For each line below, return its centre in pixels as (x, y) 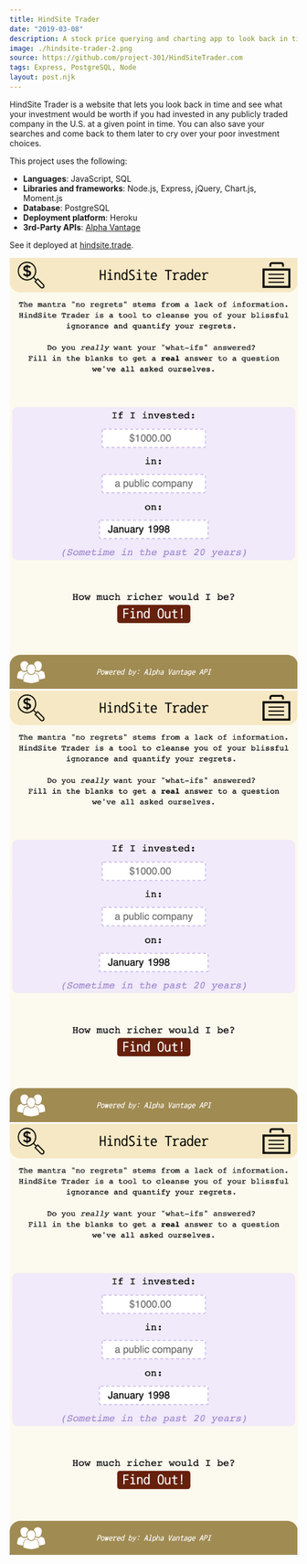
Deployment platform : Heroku (80, 217)
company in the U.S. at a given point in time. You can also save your (137, 123)
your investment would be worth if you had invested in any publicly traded (149, 113)
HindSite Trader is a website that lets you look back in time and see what (146, 104)
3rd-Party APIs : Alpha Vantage (82, 227)
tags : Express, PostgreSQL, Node (73, 68)
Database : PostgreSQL (66, 208)
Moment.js (42, 198)
